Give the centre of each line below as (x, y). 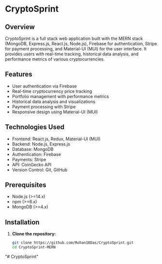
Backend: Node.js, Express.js (41, 144)
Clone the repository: (34, 234)
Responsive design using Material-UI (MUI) (55, 112)
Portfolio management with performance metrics (60, 96)
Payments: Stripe (29, 159)
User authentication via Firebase (44, 86)
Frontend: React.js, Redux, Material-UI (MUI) (56, 139)
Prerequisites (26, 185)
